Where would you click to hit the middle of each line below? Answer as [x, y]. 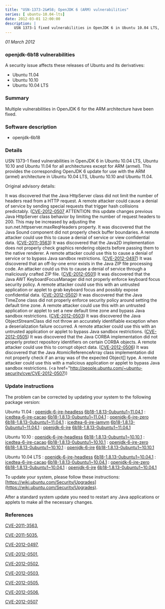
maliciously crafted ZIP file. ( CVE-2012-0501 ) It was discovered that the [78, 274]
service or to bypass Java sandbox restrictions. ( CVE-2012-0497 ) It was [78, 258]
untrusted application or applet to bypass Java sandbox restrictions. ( [76, 332]
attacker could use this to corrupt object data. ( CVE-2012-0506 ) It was [77, 347]
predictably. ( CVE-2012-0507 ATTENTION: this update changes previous [79, 212]
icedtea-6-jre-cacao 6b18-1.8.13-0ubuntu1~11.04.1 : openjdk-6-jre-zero [77, 417]
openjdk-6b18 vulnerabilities [40, 55]
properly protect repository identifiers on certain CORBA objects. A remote [81, 342]
